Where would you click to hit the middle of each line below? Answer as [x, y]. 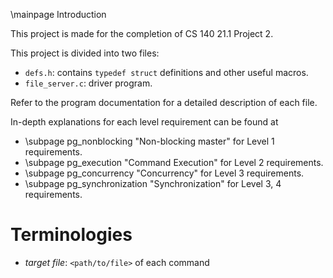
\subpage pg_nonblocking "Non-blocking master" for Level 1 [149, 141]
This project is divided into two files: [85, 53]
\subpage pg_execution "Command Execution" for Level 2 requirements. [174, 162]
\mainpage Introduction [58, 14]
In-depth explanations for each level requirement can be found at [144, 122]
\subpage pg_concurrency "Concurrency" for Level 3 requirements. [164, 173]
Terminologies [71, 235]
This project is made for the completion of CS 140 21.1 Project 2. [142, 33]
